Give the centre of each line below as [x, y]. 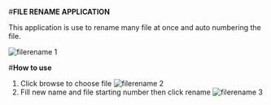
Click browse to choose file [66, 83]
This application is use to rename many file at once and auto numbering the [135, 27]
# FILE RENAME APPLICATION [59, 12]
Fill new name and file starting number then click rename [116, 92]
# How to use [30, 68]
